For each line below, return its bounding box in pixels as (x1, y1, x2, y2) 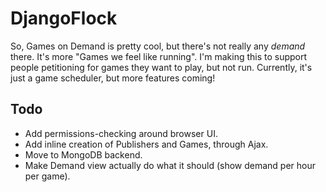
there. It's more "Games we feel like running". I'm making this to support (10, 50, 308, 62)
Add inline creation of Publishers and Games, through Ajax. (24, 138, 269, 150)
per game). (24, 170, 71, 182)
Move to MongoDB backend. (24, 148, 143, 161)
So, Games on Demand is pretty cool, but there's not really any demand (10, 40, 306, 52)
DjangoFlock (10, 7, 118, 30)
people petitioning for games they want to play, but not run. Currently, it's (10, 61, 313, 73)
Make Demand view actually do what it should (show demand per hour (24, 159, 317, 171)
